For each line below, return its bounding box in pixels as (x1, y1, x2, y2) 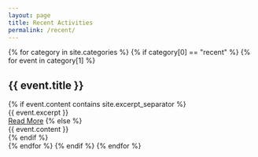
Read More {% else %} (8, 116, 83, 126)
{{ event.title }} (8, 78, 84, 92)
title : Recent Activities (8, 19, 93, 27)
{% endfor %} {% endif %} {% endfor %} (8, 141, 142, 151)
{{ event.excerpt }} (8, 108, 69, 118)
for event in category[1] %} (8, 56, 96, 65)
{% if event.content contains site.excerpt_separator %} (8, 100, 186, 109)
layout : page (8, 11, 51, 20)
